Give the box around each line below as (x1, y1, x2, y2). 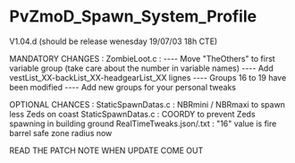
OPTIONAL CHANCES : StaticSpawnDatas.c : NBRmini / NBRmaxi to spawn (9, 99, 286, 109)
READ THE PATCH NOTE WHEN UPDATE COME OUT (9, 145, 204, 156)
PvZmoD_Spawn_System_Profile (9, 6, 257, 27)
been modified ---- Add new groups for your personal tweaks (9, 81, 237, 92)
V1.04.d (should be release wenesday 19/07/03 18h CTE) (9, 36, 218, 47)
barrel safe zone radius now (9, 127, 113, 138)
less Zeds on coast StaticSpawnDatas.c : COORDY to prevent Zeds (9, 108, 257, 119)
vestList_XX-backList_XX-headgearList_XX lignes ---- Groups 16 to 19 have (9, 72, 287, 82)
